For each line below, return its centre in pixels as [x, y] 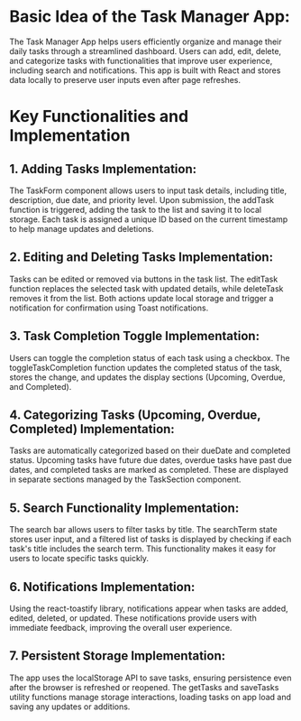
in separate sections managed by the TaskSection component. [125, 479]
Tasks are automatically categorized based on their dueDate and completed [150, 451]
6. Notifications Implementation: [102, 587]
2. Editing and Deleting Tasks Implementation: [141, 258]
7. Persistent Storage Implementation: [118, 656]
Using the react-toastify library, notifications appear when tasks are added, [149, 608]
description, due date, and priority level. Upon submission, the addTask [142, 199]
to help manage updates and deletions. [82, 228]
